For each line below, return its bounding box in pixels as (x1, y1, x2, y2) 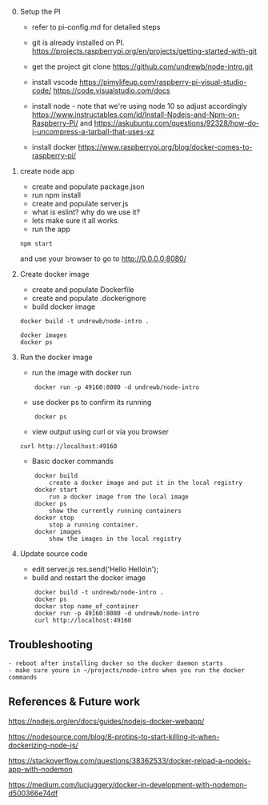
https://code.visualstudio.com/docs (53, 86, 170, 95)
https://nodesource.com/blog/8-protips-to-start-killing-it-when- (8, 731, 220, 741)
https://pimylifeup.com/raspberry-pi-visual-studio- (79, 78, 247, 86)
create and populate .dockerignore (31, 294, 146, 302)
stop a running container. (49, 521, 139, 529)
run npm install (31, 190, 82, 199)
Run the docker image (19, 352, 94, 362)
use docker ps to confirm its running (31, 398, 152, 407)
